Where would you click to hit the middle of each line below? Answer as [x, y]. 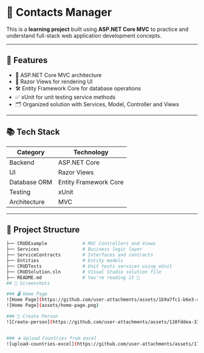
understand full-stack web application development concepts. [84, 35]
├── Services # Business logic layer [74, 249]
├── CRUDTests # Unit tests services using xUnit [89, 266]
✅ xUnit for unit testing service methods [65, 97]
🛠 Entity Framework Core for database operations [78, 88]
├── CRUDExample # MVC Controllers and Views [81, 244]
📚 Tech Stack [33, 132]
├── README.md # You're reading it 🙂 [73, 277]
